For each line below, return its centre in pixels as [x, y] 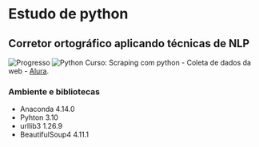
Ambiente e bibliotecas [54, 91]
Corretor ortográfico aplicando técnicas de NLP [129, 44]
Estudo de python [68, 14]
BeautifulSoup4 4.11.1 [54, 135]
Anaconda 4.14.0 [47, 109]
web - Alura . [29, 71]
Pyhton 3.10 [39, 117]
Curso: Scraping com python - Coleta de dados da [168, 62]
